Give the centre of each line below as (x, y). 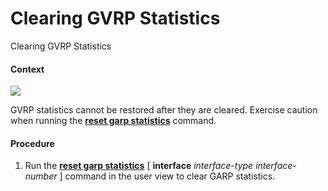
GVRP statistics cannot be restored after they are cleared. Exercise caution (164, 110)
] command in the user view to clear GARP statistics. (167, 176)
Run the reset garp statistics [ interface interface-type (139, 166)
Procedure (32, 143)
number (41, 176)
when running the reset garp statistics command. (113, 121)
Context (27, 69)
